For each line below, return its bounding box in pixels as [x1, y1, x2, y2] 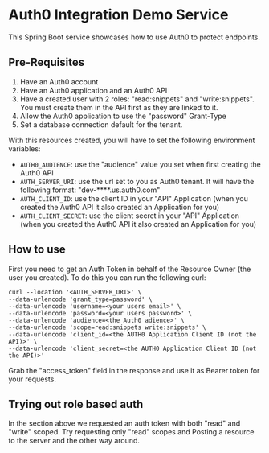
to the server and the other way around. [8, 436, 141, 446]
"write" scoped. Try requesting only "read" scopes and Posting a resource [8, 427, 255, 437]
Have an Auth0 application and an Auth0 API [19, 85, 168, 95]
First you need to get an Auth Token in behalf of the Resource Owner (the [8, 264, 251, 274]
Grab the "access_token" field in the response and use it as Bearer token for [8, 365, 260, 375]
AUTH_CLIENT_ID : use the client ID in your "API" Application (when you [19, 193, 249, 203]
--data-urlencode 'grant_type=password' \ [8, 295, 153, 303]
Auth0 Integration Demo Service [8, 6, 229, 24]
